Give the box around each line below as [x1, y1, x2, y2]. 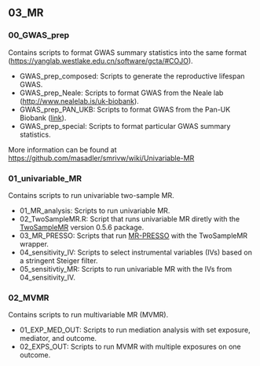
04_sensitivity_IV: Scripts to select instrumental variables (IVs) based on [19, 247, 253, 257]
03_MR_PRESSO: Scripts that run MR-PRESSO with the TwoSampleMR [19, 231, 248, 240]
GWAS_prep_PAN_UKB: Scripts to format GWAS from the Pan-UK [19, 104, 231, 114]
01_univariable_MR [8, 173, 82, 184]
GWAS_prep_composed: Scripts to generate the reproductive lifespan [19, 71, 245, 81]
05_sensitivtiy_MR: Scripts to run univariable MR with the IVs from [19, 264, 233, 273]
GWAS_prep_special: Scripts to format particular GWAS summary [19, 121, 231, 130]
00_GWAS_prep [8, 30, 70, 41]
